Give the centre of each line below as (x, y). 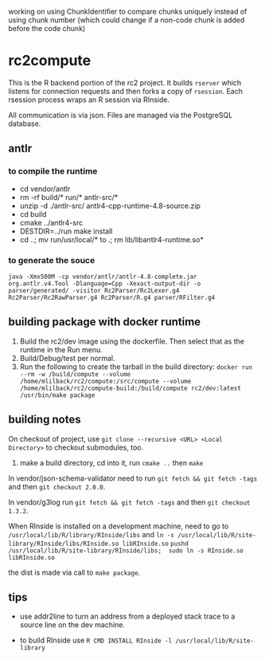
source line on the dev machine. (72, 625)
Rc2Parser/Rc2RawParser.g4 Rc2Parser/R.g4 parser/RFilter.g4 (112, 297)
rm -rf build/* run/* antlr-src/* (69, 197)
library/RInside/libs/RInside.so (64, 544)
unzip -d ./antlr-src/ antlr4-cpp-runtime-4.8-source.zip (110, 206)
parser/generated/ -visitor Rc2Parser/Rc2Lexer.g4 (94, 290)
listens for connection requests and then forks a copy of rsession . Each (125, 91)
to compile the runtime (53, 171)
